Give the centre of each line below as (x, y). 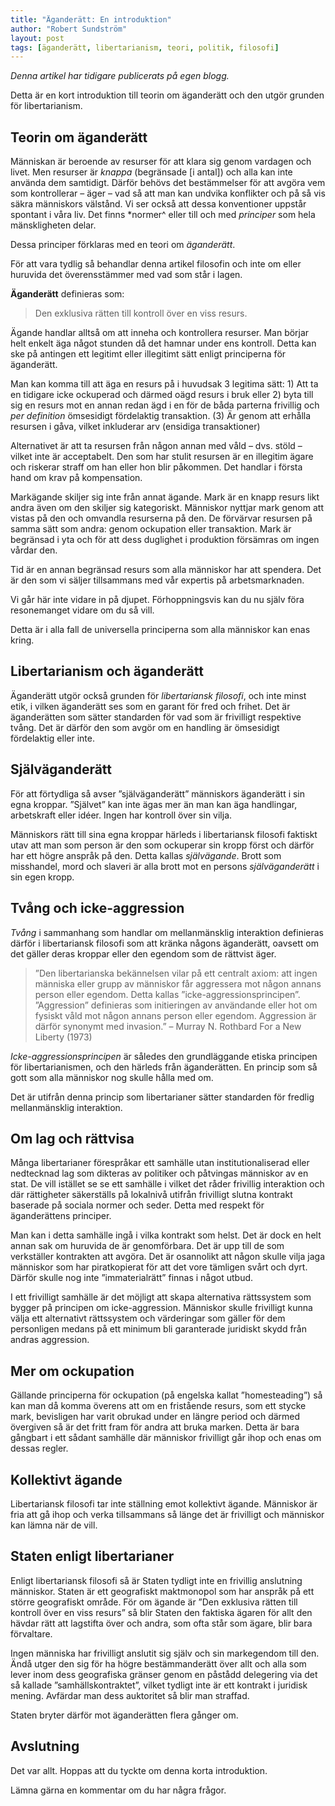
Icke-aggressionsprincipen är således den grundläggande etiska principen (164, 1056)
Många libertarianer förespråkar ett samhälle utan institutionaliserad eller (160, 1163)
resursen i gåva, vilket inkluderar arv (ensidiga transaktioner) (135, 427)
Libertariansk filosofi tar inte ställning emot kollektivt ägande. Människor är (164, 1503)
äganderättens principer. (61, 1216)
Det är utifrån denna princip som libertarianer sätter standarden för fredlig (162, 1097)
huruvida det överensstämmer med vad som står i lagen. (126, 275)
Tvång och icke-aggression (97, 908)
